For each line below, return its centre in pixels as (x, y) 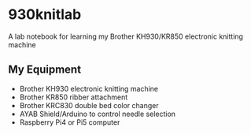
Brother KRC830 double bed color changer (89, 105)
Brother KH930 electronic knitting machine (89, 88)
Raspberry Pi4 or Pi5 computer (70, 122)
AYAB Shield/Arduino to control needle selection (97, 114)
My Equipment (44, 70)
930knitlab (45, 15)
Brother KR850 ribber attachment (74, 97)
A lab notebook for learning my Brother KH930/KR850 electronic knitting (126, 36)
